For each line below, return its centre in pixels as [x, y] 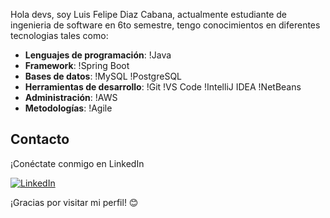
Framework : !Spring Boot [77, 65]
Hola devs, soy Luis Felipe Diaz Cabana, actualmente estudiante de [149, 14]
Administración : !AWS [71, 97]
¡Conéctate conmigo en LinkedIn [77, 163]
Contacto [40, 139]
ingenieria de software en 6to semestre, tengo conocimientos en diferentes [165, 25]
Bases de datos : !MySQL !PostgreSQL [103, 76]
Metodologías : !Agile [68, 108]
